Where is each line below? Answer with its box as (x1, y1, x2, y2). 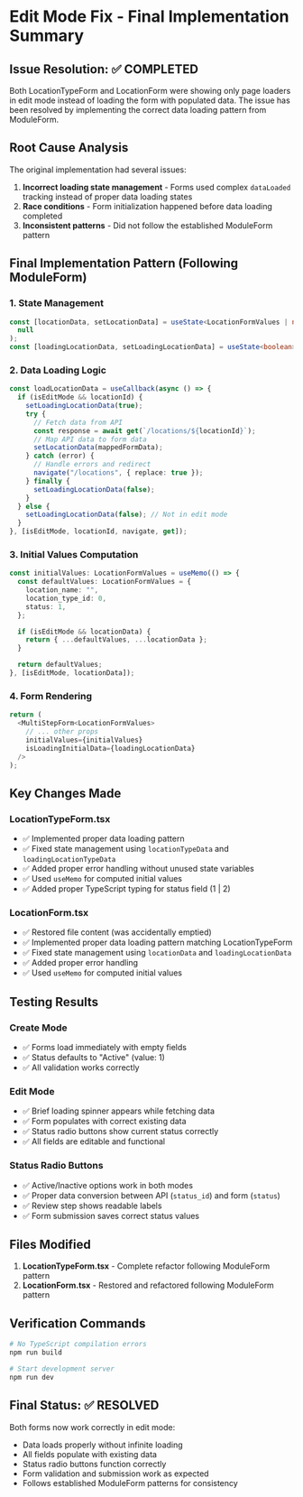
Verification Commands (9, 1316, 146, 1331)
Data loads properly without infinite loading (22, 1439, 183, 1450)
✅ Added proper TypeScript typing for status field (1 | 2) (22, 883, 232, 894)
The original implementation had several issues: (9, 164, 187, 175)
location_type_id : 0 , (25, 594, 106, 603)
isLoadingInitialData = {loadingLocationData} (25, 744, 196, 753)
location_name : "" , (25, 586, 99, 595)
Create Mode (9, 1021, 68, 1034)
